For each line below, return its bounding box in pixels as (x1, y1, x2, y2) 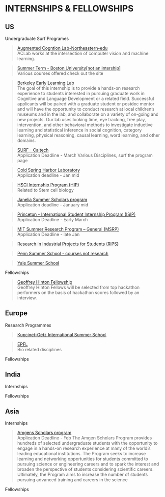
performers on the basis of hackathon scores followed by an (17, 290, 140, 296)
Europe (5, 309, 28, 318)
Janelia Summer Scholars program (17, 197, 87, 202)
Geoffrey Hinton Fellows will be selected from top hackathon (17, 284, 140, 290)
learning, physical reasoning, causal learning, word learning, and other (17, 133, 160, 138)
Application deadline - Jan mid (17, 172, 80, 178)
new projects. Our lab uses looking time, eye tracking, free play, (17, 117, 146, 122)
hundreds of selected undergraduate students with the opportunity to (17, 440, 158, 446)
